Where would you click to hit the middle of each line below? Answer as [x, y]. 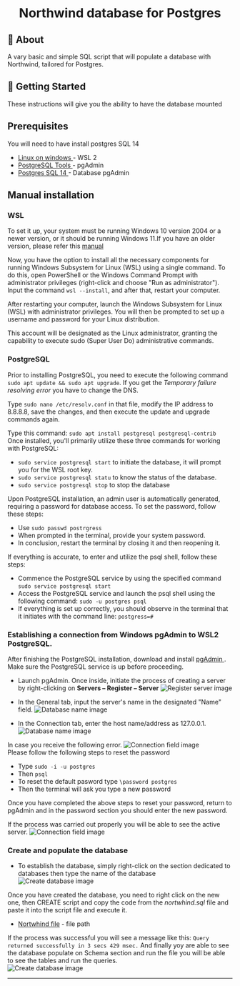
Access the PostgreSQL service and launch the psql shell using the [116, 593]
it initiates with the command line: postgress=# [85, 616]
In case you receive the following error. [65, 745]
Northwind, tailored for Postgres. [56, 64]
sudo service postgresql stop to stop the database [94, 484]
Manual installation [51, 195]
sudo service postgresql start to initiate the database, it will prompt [119, 462]
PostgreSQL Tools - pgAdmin [61, 165]
